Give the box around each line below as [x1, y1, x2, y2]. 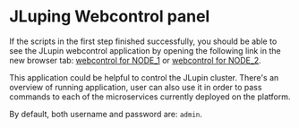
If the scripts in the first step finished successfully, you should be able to [9, 36, 278, 47]
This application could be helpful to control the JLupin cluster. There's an [9, 72, 279, 82]
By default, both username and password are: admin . [9, 108, 203, 119]
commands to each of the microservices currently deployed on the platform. [9, 91, 291, 102]
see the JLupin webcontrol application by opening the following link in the [9, 45, 281, 55]
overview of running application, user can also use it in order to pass [9, 81, 262, 92]
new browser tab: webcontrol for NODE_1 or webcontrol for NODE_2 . [9, 55, 261, 65]
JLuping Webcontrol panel [9, 6, 210, 27]
